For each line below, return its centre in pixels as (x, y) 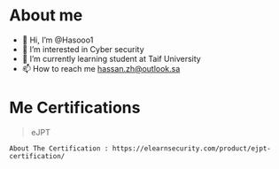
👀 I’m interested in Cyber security (83, 49)
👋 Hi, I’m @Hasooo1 (58, 40)
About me (46, 15)
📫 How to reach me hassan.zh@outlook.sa (101, 68)
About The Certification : (59, 148)
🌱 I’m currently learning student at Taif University (111, 58)
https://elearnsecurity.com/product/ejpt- (192, 148)
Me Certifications (75, 108)
